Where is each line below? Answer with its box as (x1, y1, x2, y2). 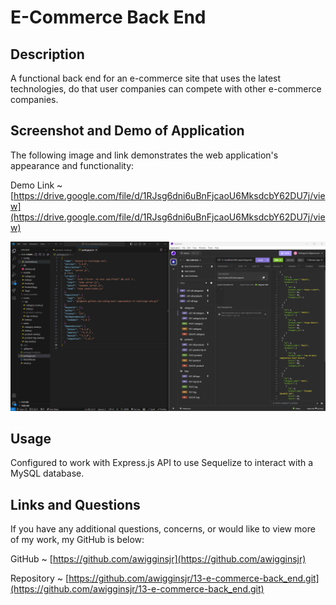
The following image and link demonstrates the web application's (10, 149, 279, 161)
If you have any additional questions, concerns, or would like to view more (10, 523, 316, 535)
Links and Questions (10, 496, 141, 513)
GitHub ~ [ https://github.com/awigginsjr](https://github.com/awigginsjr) (10, 553, 307, 565)
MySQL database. (10, 467, 85, 480)
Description (10, 46, 85, 63)
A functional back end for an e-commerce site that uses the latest (10, 72, 282, 84)
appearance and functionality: (10, 159, 135, 171)
